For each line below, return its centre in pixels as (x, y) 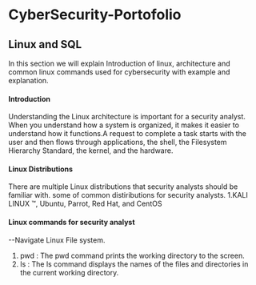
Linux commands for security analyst (72, 222)
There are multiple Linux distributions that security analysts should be (123, 187)
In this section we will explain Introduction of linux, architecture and (119, 63)
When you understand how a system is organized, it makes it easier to (124, 125)
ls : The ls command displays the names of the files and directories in (134, 264)
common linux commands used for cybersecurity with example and (119, 72)
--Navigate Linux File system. (57, 240)
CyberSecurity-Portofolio (95, 15)
